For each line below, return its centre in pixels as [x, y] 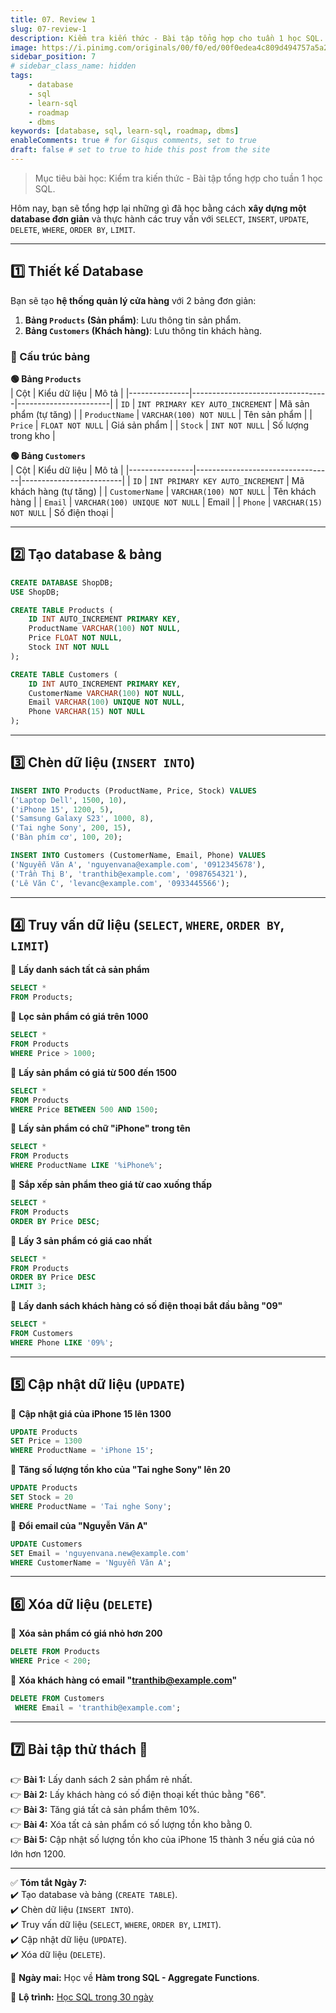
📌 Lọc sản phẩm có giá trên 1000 [79, 1017]
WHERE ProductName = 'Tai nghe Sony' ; [91, 1506]
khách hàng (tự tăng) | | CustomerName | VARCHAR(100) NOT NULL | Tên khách [163, 491]
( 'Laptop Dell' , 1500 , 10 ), [69, 800]
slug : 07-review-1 [48, 29]
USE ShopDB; [35, 592]
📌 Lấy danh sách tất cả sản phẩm [80, 970]
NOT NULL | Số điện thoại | [62, 512]
